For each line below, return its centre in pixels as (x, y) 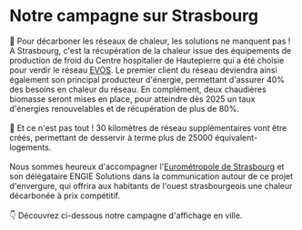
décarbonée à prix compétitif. (65, 195)
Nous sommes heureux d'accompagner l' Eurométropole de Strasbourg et (147, 166)
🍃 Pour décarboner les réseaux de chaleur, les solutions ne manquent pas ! (150, 41)
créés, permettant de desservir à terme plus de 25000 (111, 137)
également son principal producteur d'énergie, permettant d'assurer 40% (147, 79)
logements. (30, 147)
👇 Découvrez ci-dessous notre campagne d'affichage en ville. (126, 215)
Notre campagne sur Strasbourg (134, 16)
